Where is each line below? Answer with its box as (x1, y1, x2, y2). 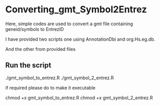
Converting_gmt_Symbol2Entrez (5, 4, 147, 15)
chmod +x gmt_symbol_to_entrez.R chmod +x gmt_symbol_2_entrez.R (5, 94, 153, 101)
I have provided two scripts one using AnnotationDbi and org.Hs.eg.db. (5, 36, 155, 42)
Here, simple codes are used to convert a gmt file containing (5, 21, 133, 27)
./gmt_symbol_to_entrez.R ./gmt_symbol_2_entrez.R (5, 75, 114, 81)
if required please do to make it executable (5, 84, 96, 91)
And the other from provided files (5, 46, 76, 52)
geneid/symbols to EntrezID (5, 26, 64, 32)
